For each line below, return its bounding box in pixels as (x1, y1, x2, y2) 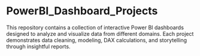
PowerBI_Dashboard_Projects (6, 4, 158, 18)
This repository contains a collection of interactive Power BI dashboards (6, 24, 184, 31)
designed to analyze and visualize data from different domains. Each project (6, 30, 194, 37)
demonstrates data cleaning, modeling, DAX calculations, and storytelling (6, 36, 187, 43)
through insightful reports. (6, 43, 71, 50)
